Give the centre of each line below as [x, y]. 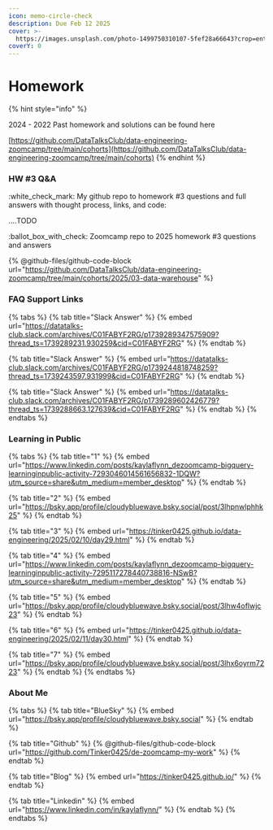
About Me [28, 693]
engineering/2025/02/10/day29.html [69, 539]
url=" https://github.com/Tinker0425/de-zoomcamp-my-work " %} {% [125, 752]
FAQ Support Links [46, 299]
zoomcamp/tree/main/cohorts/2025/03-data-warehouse [104, 278]
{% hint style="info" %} [48, 109]
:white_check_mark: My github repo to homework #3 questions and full [127, 197]
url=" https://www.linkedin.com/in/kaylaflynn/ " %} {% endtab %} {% [122, 810]
